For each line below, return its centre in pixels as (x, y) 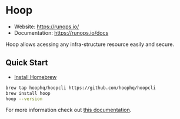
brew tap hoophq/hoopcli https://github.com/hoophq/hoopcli (81, 88)
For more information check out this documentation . (69, 110)
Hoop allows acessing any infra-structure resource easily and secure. (90, 44)
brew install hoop (28, 93)
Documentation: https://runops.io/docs (61, 32)
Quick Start (27, 63)
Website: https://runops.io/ (46, 27)
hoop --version (24, 99)
